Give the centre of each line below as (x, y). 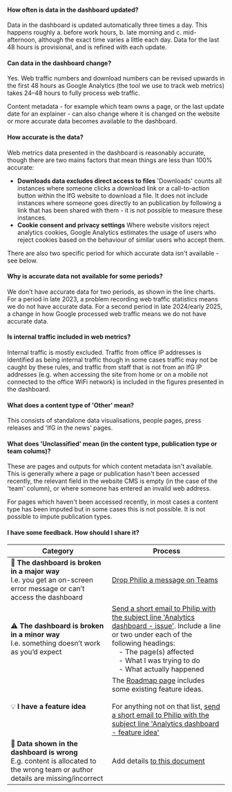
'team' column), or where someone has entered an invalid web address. (109, 489)
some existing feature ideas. (157, 689)
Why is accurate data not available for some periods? (85, 276)
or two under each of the (152, 634)
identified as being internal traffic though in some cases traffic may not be (113, 360)
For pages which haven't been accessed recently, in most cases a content (113, 502)
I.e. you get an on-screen (52, 580)
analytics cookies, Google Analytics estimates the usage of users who (117, 232)
